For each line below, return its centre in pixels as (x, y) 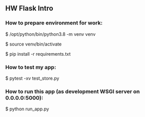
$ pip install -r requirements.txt (38, 54)
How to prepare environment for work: (54, 23)
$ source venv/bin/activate (34, 44)
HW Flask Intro (29, 8)
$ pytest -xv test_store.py (32, 78)
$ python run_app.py (27, 109)
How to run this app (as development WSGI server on (72, 91)
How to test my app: (31, 67)
